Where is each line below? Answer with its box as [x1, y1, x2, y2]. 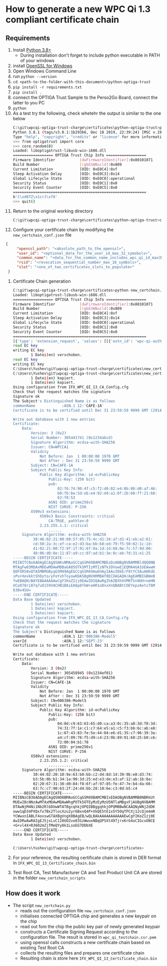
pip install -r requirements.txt [12, 85, 82, 90]
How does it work [5, 889, 61, 897]
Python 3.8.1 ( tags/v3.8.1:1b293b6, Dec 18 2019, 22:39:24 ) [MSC [12, 130, 151, 135]
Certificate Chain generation [12, 278, 71, 284]
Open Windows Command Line [12, 68, 76, 74]
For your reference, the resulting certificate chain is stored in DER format [12, 855, 162, 860]
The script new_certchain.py [12, 902, 71, 908]
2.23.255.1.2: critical [39, 758, 89, 763]
